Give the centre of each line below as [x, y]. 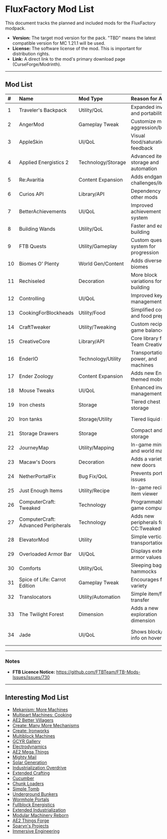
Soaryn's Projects [31, 826]
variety [139, 585]
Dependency [146, 191]
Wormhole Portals [31, 799]
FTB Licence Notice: [34, 672]
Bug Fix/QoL [93, 476]
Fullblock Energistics [34, 805]
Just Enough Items [41, 490]
